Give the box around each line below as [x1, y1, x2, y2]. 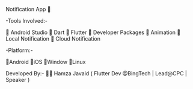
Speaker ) [5, 76, 30, 83]
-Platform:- [5, 47, 34, 54]
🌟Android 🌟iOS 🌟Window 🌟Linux [5, 59, 86, 65]
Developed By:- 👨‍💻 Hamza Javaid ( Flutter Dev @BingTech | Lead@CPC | [5, 70, 188, 77]
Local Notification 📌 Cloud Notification [5, 35, 100, 42]
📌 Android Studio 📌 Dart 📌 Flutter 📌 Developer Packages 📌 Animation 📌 [5, 29, 181, 36]
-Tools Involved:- [5, 17, 47, 24]
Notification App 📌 [5, 6, 51, 13]
